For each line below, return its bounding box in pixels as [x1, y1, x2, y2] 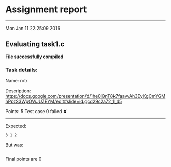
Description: [5, 88, 31, 94]
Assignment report [5, 4, 87, 15]
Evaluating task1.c [5, 40, 65, 49]
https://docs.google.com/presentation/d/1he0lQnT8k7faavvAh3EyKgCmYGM [5, 93, 166, 99]
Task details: [5, 66, 38, 73]
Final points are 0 [5, 156, 42, 162]
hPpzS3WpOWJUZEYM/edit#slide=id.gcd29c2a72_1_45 [5, 98, 122, 105]
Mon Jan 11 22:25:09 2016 [5, 25, 60, 31]
